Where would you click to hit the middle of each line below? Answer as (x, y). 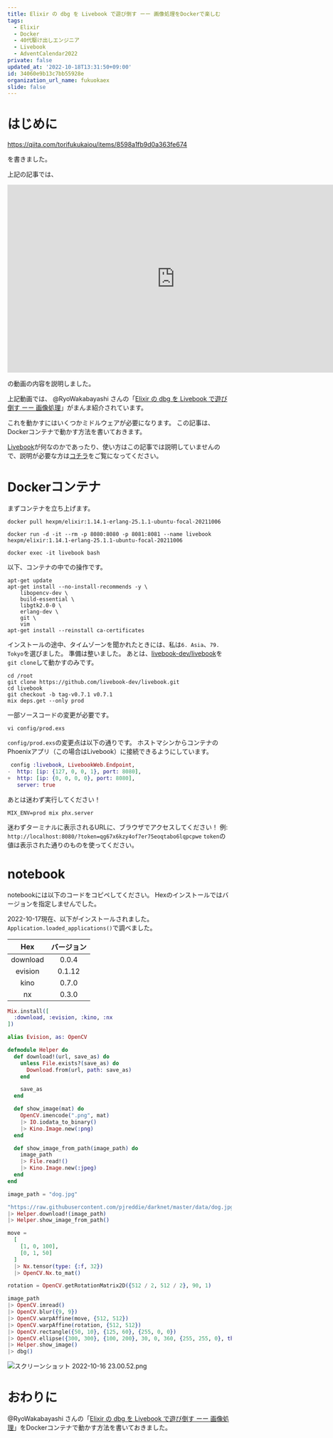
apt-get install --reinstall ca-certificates (76, 631)
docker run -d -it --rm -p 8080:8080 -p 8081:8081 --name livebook (110, 534)
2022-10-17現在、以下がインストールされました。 (80, 919)
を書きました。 (29, 159)
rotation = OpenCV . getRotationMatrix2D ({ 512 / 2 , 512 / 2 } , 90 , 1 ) (110, 1286)
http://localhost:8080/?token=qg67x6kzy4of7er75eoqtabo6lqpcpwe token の (117, 836)
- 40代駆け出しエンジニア (47, 41)
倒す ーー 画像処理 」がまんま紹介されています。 (78, 408)
